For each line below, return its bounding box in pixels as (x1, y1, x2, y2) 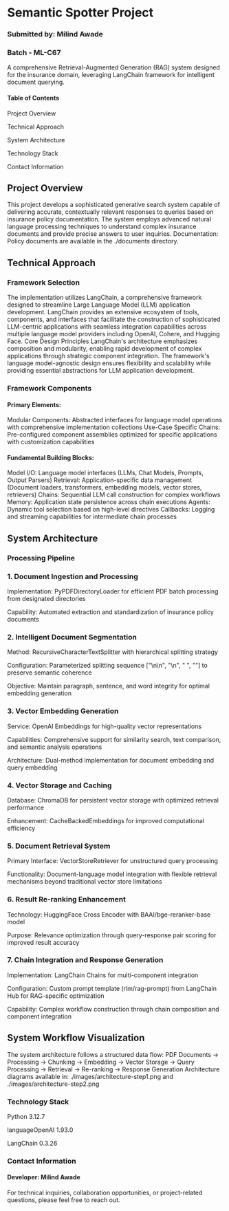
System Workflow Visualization (7, 1032, 145, 1044)
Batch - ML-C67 (7, 48, 61, 58)
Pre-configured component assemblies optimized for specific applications (7, 430, 218, 439)
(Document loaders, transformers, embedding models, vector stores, (7, 483, 202, 492)
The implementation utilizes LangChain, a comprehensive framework (7, 294, 202, 302)
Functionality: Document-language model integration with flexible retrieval (7, 870, 217, 878)
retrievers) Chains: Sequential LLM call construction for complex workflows (7, 490, 221, 499)
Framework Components (7, 384, 92, 393)
